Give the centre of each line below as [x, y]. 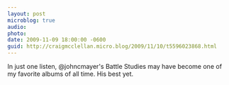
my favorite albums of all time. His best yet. [71, 74]
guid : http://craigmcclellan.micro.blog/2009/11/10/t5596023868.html [112, 46]
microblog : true [31, 20]
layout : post [27, 14]
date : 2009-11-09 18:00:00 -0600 [57, 40]
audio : [17, 27]
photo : [17, 33]
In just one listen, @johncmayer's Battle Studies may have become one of [114, 66]
